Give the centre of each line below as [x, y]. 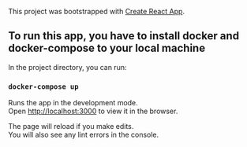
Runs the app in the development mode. [73, 103]
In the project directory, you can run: [67, 67]
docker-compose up [43, 86]
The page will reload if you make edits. [71, 127]
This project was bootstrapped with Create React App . [97, 11]
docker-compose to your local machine [107, 48]
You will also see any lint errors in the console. [84, 135]
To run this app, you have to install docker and [123, 36]
